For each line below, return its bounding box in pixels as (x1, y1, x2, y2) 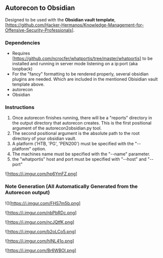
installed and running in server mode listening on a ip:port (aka (12, 61, 138, 67)
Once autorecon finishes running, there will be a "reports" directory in (12, 115, 152, 121)
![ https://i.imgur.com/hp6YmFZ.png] (5, 171, 78, 177)
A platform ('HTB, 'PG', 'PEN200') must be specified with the (12, 141, 134, 147)
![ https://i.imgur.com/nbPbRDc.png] (5, 209, 77, 216)
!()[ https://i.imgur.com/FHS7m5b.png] (5, 200, 81, 206)
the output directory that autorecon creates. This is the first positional (12, 120, 152, 126)
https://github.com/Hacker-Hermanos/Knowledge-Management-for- (6, 22, 145, 28)
